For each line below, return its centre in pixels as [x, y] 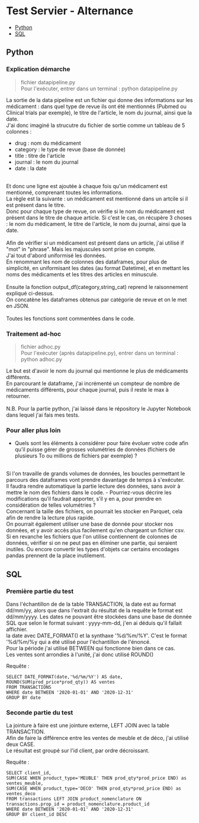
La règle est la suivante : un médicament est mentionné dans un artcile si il [97, 198]
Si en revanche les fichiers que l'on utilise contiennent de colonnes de [92, 537]
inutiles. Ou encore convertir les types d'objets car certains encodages [93, 549]
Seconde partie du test [40, 712]
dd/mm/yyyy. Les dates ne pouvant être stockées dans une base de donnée [99, 617]
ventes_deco [21, 794]
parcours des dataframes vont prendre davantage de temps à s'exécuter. [95, 480]
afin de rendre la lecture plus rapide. [50, 518]
